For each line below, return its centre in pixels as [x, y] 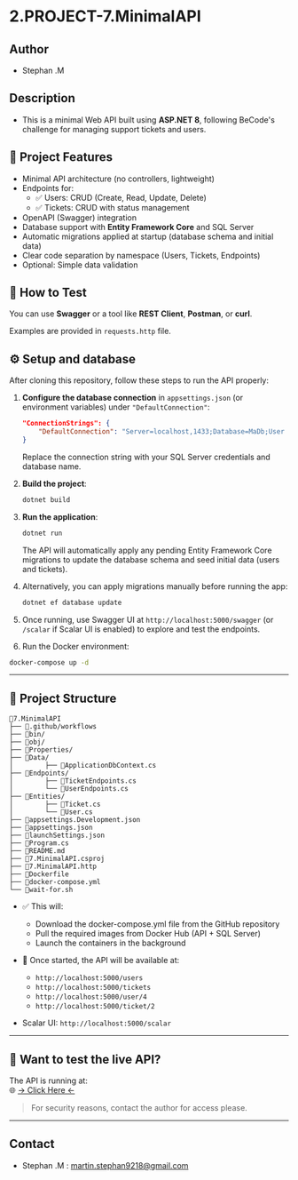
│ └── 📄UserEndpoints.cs [69, 789]
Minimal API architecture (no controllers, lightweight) [118, 179]
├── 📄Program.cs [39, 843]
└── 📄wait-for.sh [41, 890]
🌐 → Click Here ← [42, 1090]
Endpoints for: [47, 187]
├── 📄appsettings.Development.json [75, 820]
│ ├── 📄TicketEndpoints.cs [73, 781]
